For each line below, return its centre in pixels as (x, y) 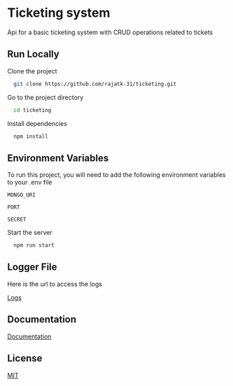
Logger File (32, 267)
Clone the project (32, 71)
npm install (31, 136)
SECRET (17, 220)
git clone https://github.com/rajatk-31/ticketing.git (95, 84)
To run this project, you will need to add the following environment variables (116, 175)
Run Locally (33, 54)
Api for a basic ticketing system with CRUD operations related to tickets (110, 32)
